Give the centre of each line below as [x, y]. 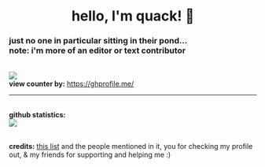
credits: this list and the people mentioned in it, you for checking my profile [131, 147]
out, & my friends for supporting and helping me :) [90, 155]
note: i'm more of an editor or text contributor [98, 50]
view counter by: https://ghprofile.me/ [72, 84]
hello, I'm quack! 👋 [133, 16]
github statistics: [37, 115]
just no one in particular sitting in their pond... [98, 41]
